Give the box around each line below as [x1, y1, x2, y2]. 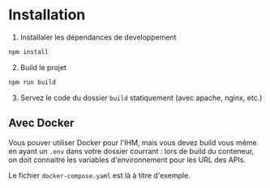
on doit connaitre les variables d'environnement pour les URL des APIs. [8, 155, 246, 165]
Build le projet [19, 62, 67, 72]
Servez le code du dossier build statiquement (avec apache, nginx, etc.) [19, 93, 263, 102]
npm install [8, 48, 49, 56]
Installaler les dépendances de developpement [19, 32, 177, 42]
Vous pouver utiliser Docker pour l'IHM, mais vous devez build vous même [8, 137, 257, 147]
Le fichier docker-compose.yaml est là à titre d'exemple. [8, 170, 191, 180]
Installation [8, 6, 86, 24]
